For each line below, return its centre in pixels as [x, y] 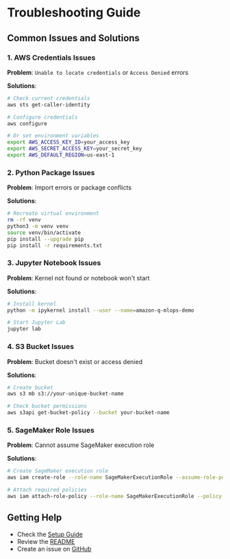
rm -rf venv [24, 220]
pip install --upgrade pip [46, 239]
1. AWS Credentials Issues [51, 58]
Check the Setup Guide [50, 534]
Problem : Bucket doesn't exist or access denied [75, 361]
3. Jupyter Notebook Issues [54, 263]
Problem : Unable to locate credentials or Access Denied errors [98, 72]
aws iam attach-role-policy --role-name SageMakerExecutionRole [101, 496]
